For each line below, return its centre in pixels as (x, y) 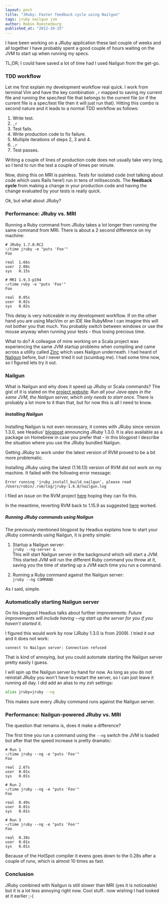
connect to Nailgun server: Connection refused (56, 648)
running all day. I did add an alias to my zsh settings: (59, 683)
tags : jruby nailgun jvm (31, 19)
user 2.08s (18, 267)
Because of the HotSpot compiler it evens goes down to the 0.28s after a (80, 856)
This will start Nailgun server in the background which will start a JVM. (86, 554)
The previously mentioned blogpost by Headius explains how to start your (81, 529)
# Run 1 (13, 750)
